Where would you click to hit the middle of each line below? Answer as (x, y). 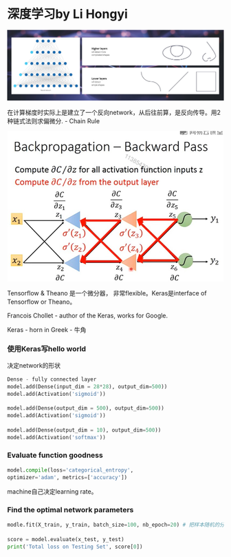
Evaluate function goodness (55, 455)
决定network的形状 (34, 365)
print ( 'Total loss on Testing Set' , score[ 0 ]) (75, 547)
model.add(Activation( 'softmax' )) (57, 437)
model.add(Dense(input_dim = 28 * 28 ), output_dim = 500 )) (87, 386)
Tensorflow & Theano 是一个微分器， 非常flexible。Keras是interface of (107, 293)
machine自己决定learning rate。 (52, 491)
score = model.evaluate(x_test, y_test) (66, 539)
